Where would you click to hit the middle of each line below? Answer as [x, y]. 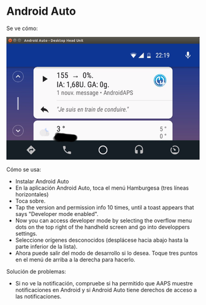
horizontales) [32, 194]
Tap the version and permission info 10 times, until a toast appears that [105, 207]
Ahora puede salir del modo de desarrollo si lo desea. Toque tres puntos [106, 253]
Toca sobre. [30, 201]
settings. [26, 233]
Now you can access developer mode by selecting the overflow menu [103, 220]
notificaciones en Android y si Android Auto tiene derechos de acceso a [106, 290]
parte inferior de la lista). [46, 246]
